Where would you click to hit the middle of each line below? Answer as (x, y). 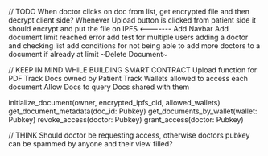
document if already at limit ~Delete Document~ (88, 54)
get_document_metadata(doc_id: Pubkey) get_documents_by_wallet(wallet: (133, 111)
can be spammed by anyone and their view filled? (91, 144)
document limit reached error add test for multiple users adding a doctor (128, 37)
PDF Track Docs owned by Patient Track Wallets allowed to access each (128, 78)
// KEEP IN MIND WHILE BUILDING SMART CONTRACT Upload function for (133, 70)
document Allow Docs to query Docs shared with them (99, 87)
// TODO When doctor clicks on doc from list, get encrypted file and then (129, 12)
